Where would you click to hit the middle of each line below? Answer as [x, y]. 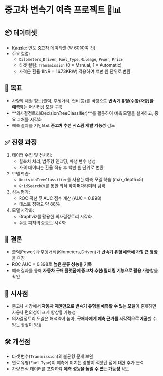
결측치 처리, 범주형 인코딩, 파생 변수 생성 [57, 161]
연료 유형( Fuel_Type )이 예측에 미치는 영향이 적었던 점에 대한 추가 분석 [78, 363]
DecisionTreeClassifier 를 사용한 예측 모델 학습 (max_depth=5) [81, 179]
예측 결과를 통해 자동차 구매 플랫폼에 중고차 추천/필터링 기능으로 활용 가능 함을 [85, 271]
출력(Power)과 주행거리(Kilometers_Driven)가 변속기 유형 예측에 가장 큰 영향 [85, 252]
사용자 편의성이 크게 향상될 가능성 [44, 312]
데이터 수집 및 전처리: [32, 155]
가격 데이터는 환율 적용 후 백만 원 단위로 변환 [61, 167]
